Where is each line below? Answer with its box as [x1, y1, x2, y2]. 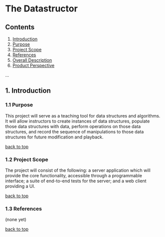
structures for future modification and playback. [5, 134, 104, 140]
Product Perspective [12, 63, 55, 68]
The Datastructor [5, 3, 78, 14]
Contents [5, 23, 35, 31]
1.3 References [5, 205, 42, 212]
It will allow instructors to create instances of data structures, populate [5, 118, 150, 124]
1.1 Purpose [5, 102, 33, 109]
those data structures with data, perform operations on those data [5, 123, 141, 129]
